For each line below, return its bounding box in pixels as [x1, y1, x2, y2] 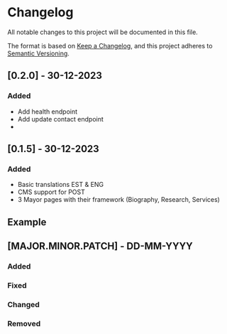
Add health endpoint [17, 107, 78, 116]
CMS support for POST [17, 188, 85, 196]
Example [7, 216, 47, 228]
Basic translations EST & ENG [17, 181, 104, 189]
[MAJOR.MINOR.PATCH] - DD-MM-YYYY [7, 240, 193, 252]
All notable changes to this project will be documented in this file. [7, 28, 199, 36]
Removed [7, 318, 41, 328]
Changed [7, 299, 40, 309]
